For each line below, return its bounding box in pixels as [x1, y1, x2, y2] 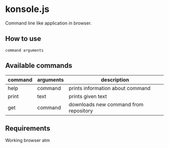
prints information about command [68, 84, 151, 91]
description [101, 76, 129, 83]
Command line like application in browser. [5, 20, 92, 26]
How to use [5, 34, 41, 43]
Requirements [5, 124, 50, 132]
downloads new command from [68, 101, 144, 108]
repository [68, 107, 93, 114]
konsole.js [5, 3, 49, 15]
